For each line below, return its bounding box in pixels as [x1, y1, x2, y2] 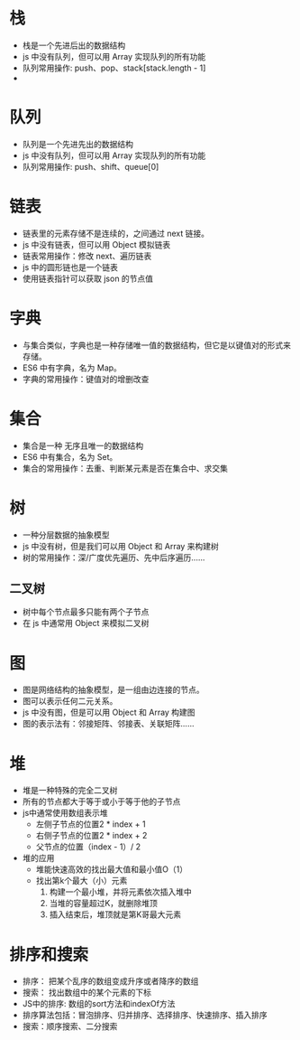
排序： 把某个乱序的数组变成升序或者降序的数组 [22, 976, 199, 987]
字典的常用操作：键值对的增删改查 [22, 373, 150, 384]
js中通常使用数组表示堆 [22, 808, 108, 819]
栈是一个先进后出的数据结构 [22, 40, 126, 51]
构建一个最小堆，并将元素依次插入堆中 [49, 886, 192, 897]
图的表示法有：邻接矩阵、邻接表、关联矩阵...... [22, 718, 195, 729]
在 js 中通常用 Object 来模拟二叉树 [22, 618, 150, 629]
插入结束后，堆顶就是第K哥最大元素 [49, 909, 182, 920]
